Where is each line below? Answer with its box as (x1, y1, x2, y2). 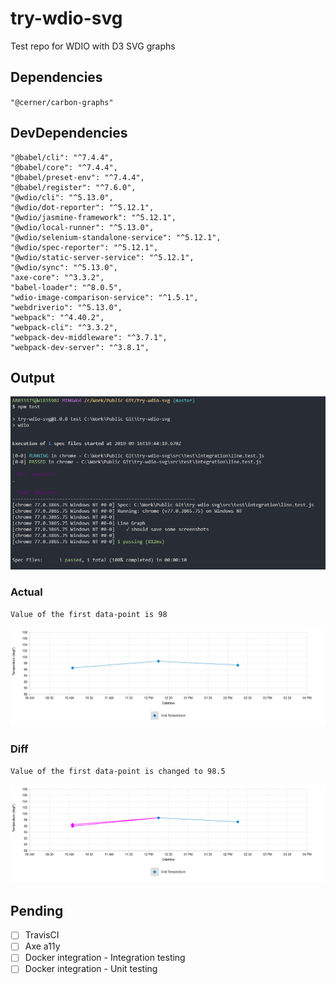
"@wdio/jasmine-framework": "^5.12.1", (10, 212, 177, 222)
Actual (10, 585, 43, 599)
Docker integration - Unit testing (24, 963, 158, 975)
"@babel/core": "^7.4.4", (10, 162, 118, 172)
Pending (10, 902, 64, 919)
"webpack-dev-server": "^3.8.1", (10, 342, 150, 352)
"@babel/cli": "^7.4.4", (10, 152, 114, 162)
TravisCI (24, 929, 60, 941)
